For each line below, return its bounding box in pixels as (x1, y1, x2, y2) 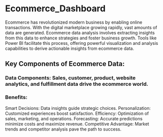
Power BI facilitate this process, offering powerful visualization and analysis (5, 40, 159, 46)
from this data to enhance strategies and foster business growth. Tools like (5, 35, 157, 41)
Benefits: (5, 94, 28, 101)
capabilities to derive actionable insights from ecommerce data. (5, 45, 134, 51)
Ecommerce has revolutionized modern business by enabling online (5, 19, 143, 25)
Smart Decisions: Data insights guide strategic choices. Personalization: (5, 105, 151, 111)
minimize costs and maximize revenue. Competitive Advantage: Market (5, 121, 149, 127)
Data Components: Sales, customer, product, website (5, 74, 136, 81)
